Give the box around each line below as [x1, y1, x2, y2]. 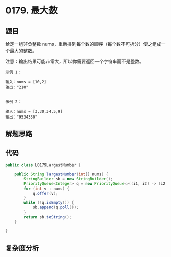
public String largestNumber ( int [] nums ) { [14, 172, 109, 177]
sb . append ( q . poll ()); [32, 205, 79, 210]
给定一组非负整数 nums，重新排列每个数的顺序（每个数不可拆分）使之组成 [5, 41, 162, 47]
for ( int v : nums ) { [23, 186, 70, 191]
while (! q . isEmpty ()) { [23, 200, 74, 205]
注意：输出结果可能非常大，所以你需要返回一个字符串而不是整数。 [5, 58, 144, 64]
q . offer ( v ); [32, 191, 58, 196]
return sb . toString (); [23, 214, 72, 220]
